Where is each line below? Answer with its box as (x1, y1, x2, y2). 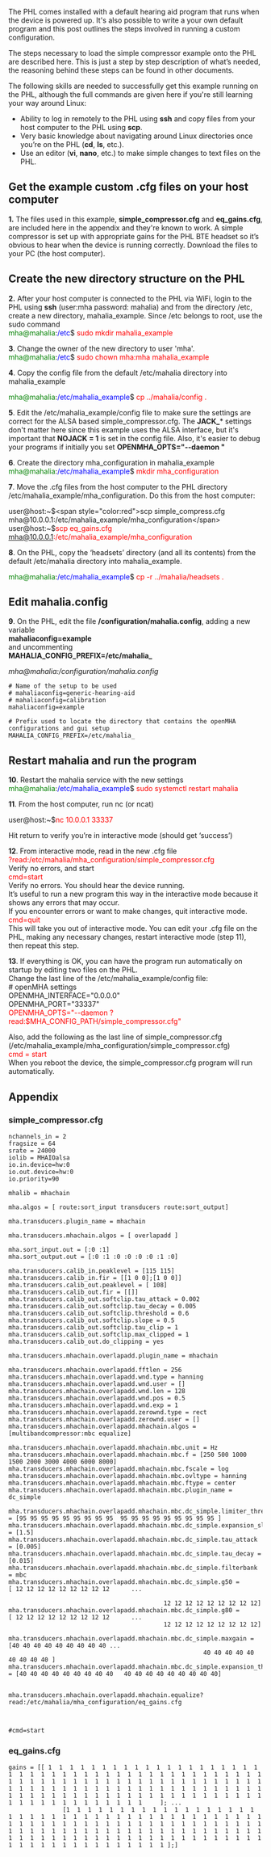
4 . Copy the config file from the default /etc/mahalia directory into (8, 368, 228, 377)
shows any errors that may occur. (8, 898, 120, 907)
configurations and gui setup (8, 725, 110, 733)
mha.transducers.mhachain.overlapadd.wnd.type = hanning (8, 1373, 204, 1381)
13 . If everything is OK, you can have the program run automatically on (8, 957, 244, 966)
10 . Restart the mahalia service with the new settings (8, 775, 184, 785)
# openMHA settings (8, 982, 77, 992)
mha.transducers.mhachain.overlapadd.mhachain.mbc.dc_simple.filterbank (8, 1564, 258, 1572)
